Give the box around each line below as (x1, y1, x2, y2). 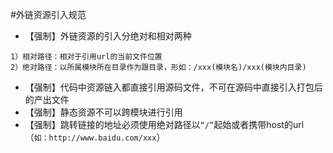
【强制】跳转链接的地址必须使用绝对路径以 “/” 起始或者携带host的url (24, 119, 305, 130)
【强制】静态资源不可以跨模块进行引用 (24, 106, 183, 118)
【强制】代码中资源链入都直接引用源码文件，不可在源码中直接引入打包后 (24, 81, 323, 93)
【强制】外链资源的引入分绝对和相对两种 (24, 30, 192, 42)
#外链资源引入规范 (10, 9, 87, 20)
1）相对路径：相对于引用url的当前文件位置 (10, 52, 163, 62)
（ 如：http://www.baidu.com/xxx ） (24, 131, 166, 143)
